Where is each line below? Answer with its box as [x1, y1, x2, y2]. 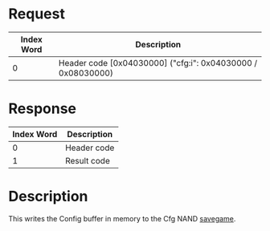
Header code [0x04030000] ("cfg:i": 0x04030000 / [59, 57, 258, 68]
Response [8, 99, 77, 118]
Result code [65, 155, 110, 166]
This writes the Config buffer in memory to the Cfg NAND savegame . [8, 213, 236, 223]
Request [8, 5, 66, 23]
